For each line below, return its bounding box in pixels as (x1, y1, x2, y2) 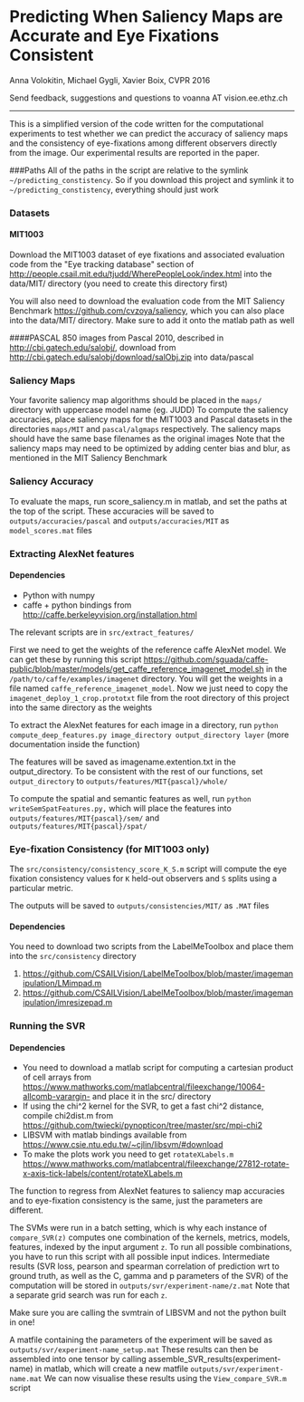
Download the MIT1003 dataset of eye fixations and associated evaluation (9, 249, 285, 260)
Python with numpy (22, 590, 95, 600)
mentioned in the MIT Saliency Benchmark (9, 453, 167, 464)
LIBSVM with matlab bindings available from (22, 1129, 187, 1140)
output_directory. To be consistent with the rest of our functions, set (9, 765, 263, 776)
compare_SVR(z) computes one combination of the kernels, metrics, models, (9, 1232, 290, 1243)
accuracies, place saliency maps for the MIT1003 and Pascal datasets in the (9, 414, 292, 425)
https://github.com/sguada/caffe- (143, 654, 269, 665)
